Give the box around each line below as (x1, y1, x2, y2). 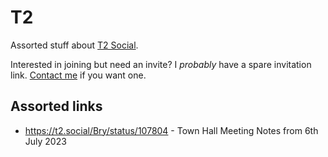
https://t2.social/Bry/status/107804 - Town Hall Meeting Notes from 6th (24, 124, 319, 136)
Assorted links (10, 98, 103, 115)
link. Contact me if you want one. (10, 69, 147, 81)
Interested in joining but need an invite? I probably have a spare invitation (10, 58, 312, 70)
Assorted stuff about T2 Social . (10, 39, 139, 51)
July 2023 (24, 135, 67, 147)
